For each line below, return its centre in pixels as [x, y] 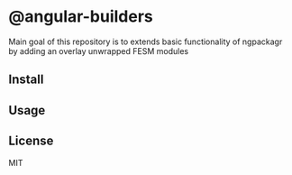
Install [26, 80]
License [31, 141]
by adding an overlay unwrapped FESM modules [99, 51]
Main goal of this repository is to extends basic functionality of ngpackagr [146, 41]
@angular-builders [81, 17]
